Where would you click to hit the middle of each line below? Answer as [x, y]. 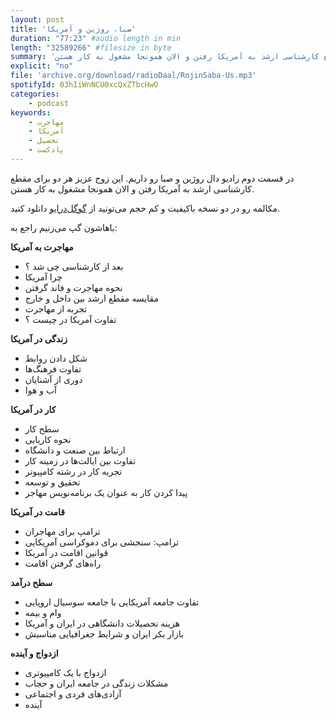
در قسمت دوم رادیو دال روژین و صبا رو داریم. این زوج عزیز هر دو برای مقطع [152, 178]
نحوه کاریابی [48, 439]
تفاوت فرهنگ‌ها [53, 368]
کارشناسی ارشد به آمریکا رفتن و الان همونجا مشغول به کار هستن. [132, 188]
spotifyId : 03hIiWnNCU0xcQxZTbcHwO [84, 85]
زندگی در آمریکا [39, 338]
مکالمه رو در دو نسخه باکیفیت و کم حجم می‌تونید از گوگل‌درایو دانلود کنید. [145, 208]
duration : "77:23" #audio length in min [96, 38]
